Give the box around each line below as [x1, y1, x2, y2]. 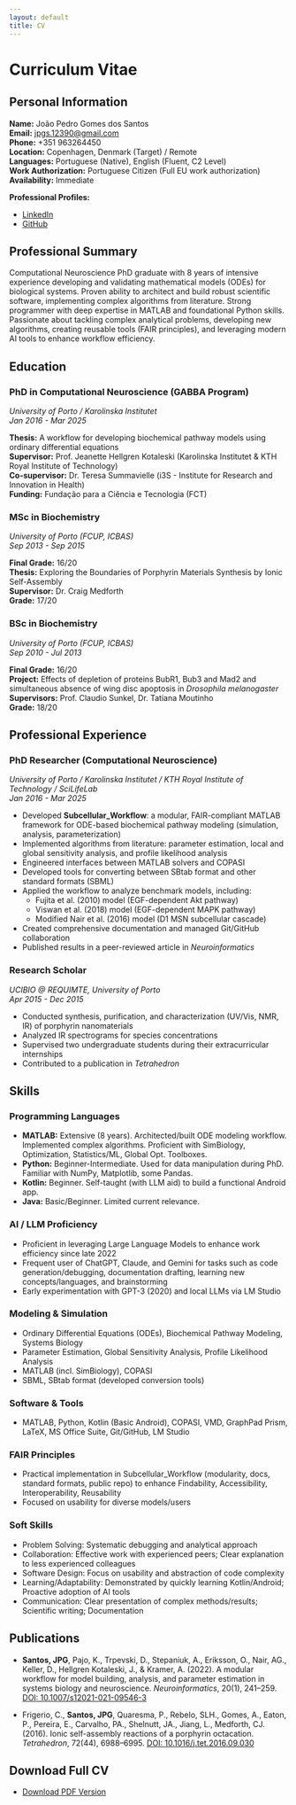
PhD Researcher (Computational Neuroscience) [9, 754, 218, 766]
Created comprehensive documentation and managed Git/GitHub [21, 923, 260, 934]
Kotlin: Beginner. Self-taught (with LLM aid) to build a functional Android [21, 1178, 286, 1188]
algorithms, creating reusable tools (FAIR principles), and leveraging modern [9, 324, 287, 335]
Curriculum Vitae [9, 59, 138, 80]
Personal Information [9, 95, 128, 110]
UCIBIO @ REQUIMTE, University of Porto [9, 984, 161, 995]
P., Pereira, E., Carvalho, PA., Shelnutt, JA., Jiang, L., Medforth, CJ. [21, 1718, 265, 1729]
